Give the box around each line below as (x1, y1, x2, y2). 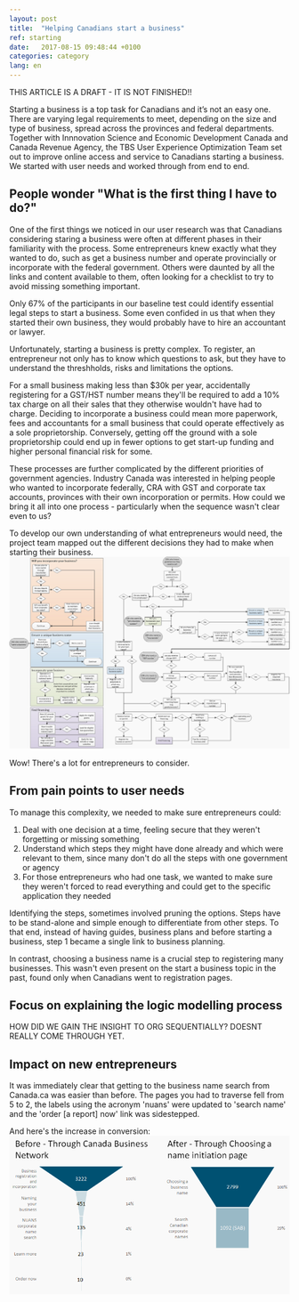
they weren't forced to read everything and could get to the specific (21, 881, 271, 892)
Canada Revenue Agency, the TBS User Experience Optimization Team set (9, 142, 283, 152)
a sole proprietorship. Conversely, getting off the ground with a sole (9, 427, 258, 438)
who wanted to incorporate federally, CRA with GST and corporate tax (9, 481, 266, 493)
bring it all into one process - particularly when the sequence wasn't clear (9, 501, 280, 512)
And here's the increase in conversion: (9, 1126, 151, 1136)
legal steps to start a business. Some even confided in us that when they (9, 307, 276, 318)
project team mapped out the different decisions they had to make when (9, 537, 274, 547)
